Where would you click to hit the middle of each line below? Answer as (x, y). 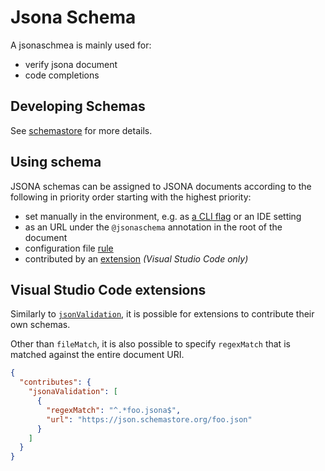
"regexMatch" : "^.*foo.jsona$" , (114, 410)
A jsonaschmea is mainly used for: (81, 45)
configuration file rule (69, 248)
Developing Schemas (78, 106)
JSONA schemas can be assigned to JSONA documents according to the (161, 186)
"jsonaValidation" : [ (73, 392)
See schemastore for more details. (81, 130)
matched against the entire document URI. (97, 355)
